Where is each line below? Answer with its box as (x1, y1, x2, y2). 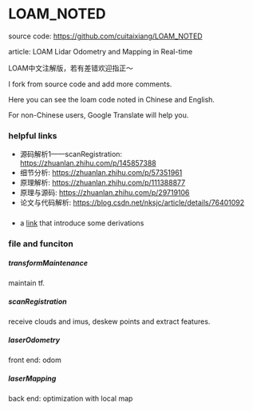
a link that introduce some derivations (19, 218, 144, 228)
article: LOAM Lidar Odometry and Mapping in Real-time (8, 46, 193, 56)
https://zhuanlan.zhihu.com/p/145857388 (19, 158, 157, 168)
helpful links (8, 130, 57, 141)
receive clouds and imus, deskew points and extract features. (8, 317, 211, 326)
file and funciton (8, 238, 73, 249)
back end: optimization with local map (8, 393, 133, 403)
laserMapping (8, 373, 57, 383)
